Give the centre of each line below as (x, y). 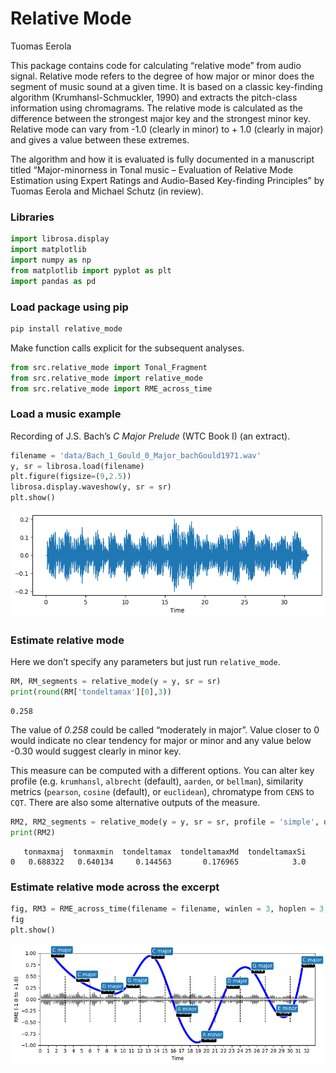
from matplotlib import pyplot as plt (91, 270)
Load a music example (66, 414)
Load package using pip (69, 307)
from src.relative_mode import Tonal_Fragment (109, 367)
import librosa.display (60, 239)
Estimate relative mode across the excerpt (115, 887)
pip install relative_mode (66, 328)
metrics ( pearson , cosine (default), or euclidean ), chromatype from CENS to (162, 791)
